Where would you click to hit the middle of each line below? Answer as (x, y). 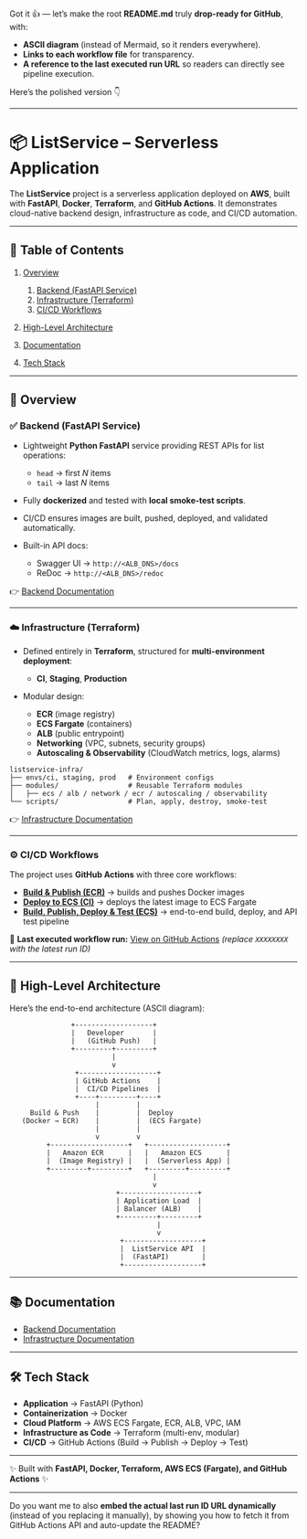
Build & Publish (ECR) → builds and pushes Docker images (133, 892)
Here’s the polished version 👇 (65, 92)
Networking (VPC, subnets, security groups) (121, 743)
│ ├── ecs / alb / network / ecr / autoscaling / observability (138, 793)
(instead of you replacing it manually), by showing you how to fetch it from (149, 1515)
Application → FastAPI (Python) (83, 1404)
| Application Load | (159, 1201)
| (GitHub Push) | (114, 1041)
